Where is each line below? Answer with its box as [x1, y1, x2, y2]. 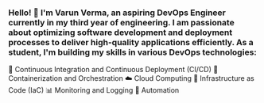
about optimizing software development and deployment [8, 27, 233, 38]
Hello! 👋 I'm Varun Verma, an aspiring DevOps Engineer [8, 7, 227, 18]
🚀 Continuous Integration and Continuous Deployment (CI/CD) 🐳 [8, 65, 219, 74]
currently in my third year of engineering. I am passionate [8, 17, 235, 28]
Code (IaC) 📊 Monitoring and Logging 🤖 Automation [8, 86, 180, 95]
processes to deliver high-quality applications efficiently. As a [8, 36, 254, 48]
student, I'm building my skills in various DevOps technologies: [8, 47, 257, 58]
